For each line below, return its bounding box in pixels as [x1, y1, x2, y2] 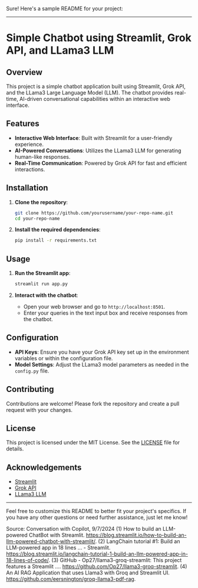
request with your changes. [6, 406, 72, 413]
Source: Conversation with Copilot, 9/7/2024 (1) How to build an [6, 525, 162, 533]
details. [6, 445, 24, 452]
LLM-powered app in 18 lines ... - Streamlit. [6, 544, 111, 551]
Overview [6, 67, 43, 77]
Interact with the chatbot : [14, 292, 78, 299]
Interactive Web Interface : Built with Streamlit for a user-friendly [14, 134, 173, 141]
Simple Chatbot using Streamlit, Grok [6, 31, 192, 45]
